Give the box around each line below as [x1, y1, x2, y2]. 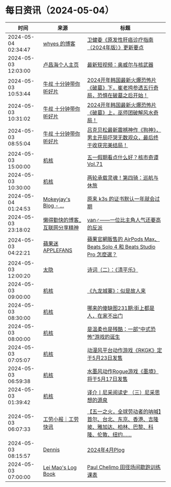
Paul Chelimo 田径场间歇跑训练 [87, 463, 161, 471]
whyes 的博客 [43, 40, 75, 47]
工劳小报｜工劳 [43, 415, 79, 423]
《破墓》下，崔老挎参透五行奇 [87, 84, 159, 91]
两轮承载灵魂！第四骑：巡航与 [87, 174, 159, 181]
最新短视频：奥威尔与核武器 [87, 61, 154, 68]
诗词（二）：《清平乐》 [87, 266, 138, 273]
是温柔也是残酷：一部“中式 [87, 326, 151, 333]
